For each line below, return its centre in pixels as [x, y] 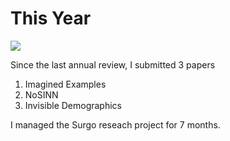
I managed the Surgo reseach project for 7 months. [115, 124]
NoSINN [41, 94]
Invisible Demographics [73, 105]
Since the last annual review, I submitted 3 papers [113, 64]
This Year [51, 18]
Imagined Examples [65, 84]
